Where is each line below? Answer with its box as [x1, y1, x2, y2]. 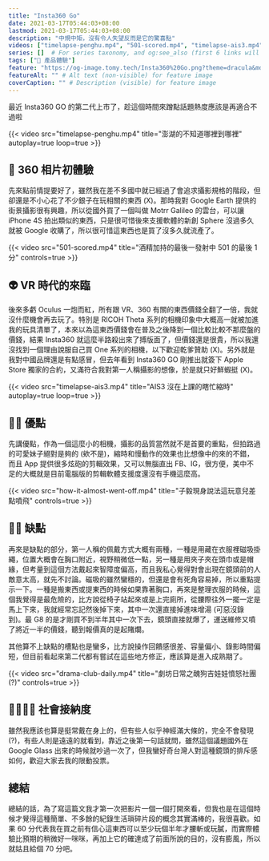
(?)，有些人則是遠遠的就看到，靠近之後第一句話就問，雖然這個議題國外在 [8, 735, 249, 745]
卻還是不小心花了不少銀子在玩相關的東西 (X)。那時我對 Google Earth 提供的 [8, 195, 257, 205]
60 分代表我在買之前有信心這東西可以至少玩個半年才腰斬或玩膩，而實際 [17, 824, 253, 834]
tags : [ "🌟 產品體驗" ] [8, 57, 76, 65]
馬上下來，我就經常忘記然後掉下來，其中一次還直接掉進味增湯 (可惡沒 [8, 604, 238, 614]
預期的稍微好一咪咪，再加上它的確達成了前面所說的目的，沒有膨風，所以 [22, 834, 261, 843]
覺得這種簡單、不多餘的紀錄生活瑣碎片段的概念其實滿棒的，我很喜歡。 [22, 814, 254, 823]
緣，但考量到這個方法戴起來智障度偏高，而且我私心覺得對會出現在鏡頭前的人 [8, 564, 261, 573]
